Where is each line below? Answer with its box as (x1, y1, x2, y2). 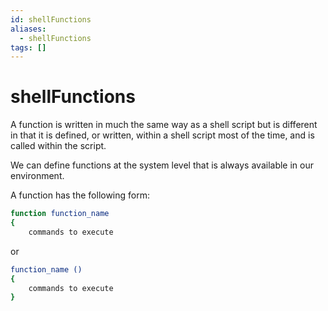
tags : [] (10, 42, 47, 53)
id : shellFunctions (10, 14, 92, 25)
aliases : (10, 24, 47, 34)
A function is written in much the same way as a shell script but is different (10, 119, 318, 131)
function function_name (10, 209, 110, 219)
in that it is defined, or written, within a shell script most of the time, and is (10, 129, 315, 141)
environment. (10, 170, 65, 182)
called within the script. (10, 140, 107, 152)
